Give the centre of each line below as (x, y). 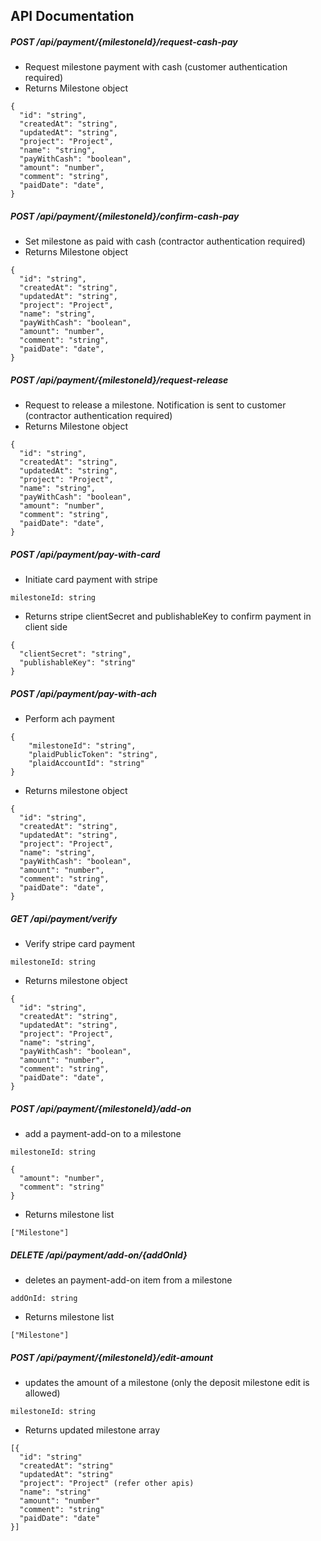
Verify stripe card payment (80, 944)
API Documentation (72, 16)
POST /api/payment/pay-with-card (85, 554)
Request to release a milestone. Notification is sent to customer (155, 405)
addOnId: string (44, 1299)
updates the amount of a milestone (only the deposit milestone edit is (167, 1383)
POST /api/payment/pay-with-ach (83, 693)
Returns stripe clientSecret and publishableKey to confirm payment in (168, 616)
